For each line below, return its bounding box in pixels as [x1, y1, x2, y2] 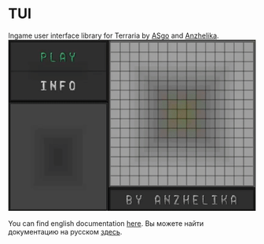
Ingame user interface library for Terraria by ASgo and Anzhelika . [8, 31, 219, 40]
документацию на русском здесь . [8, 227, 123, 236]
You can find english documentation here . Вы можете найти [8, 218, 204, 228]
